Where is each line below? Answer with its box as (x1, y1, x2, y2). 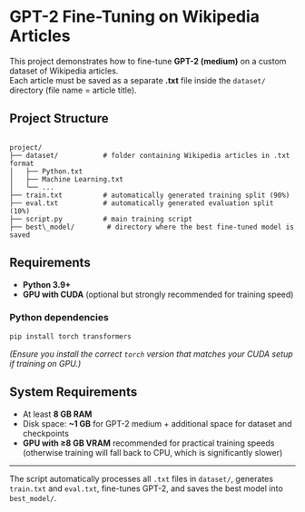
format (9, 159, 34, 168)
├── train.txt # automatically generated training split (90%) (9, 191, 290, 200)
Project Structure (9, 111, 109, 126)
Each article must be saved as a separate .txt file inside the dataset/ (9, 74, 266, 85)
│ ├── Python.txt (9, 166, 84, 176)
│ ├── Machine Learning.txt (9, 174, 124, 183)
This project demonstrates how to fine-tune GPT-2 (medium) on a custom (9, 55, 287, 66)
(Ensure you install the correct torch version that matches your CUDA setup (9, 348, 293, 359)
